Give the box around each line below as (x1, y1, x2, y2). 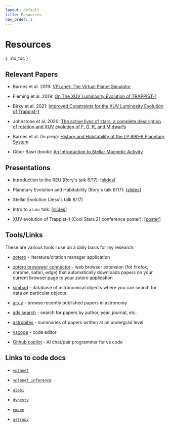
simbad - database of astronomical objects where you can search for (12, 284, 157, 290)
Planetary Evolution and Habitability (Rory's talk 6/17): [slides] (12, 186, 142, 192)
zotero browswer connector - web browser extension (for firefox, (12, 264, 149, 270)
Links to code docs (5, 354, 66, 362)
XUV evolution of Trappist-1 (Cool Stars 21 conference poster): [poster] (12, 216, 161, 222)
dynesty (12, 397, 29, 403)
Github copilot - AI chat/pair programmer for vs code (12, 339, 123, 345)
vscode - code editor (12, 329, 57, 335)
